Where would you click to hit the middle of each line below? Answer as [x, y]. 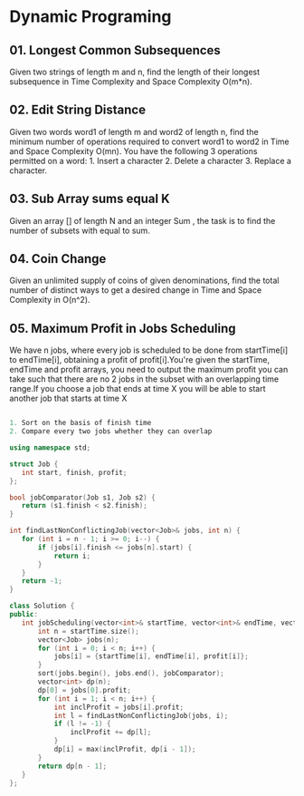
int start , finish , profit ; [74, 472]
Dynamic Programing [90, 17]
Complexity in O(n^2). [50, 300]
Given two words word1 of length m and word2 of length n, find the [134, 131]
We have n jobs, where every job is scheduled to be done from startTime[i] [149, 350]
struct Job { [34, 464]
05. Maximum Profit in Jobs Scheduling [123, 328]
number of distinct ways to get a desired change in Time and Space [136, 290]
